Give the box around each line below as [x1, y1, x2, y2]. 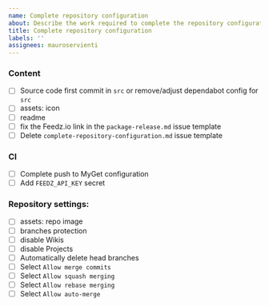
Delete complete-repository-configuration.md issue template [19, 130, 223, 140]
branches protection [19, 225, 87, 236]
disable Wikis [19, 235, 64, 244]
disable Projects [19, 244, 74, 253]
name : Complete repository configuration [8, 11, 149, 20]
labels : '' [8, 34, 45, 42]
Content [8, 68, 42, 79]
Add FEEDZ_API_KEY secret [19, 178, 106, 188]
